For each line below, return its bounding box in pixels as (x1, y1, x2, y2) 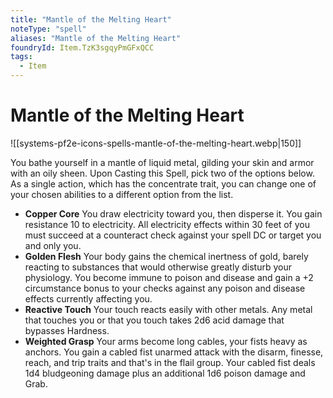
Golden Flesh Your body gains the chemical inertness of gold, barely (24, 250, 309, 262)
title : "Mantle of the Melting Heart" (10, 14, 172, 25)
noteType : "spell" (10, 24, 87, 34)
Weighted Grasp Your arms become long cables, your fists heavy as (24, 335, 308, 347)
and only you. (24, 239, 82, 251)
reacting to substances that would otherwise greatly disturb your (24, 261, 292, 273)
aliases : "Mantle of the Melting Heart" (10, 33, 182, 43)
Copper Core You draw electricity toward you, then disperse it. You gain (24, 207, 323, 220)
